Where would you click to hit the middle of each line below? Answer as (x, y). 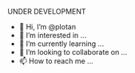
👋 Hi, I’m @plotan (48, 27)
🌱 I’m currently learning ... (62, 44)
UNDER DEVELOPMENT (47, 12)
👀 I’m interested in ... (53, 35)
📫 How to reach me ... (56, 61)
